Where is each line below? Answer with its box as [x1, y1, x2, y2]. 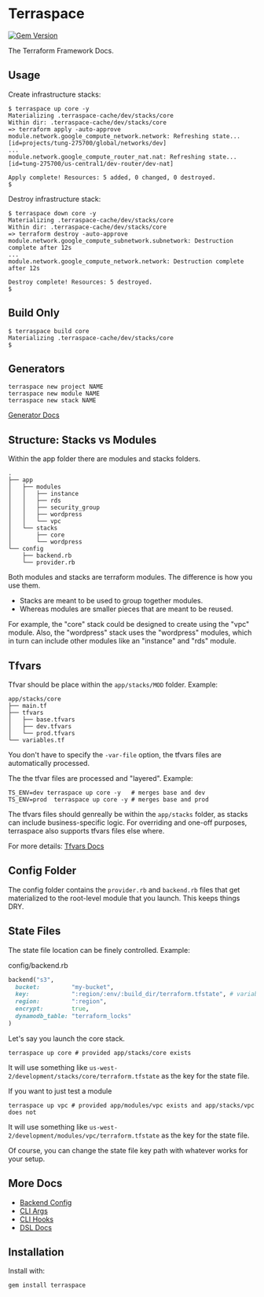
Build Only [8, 306, 60, 320]
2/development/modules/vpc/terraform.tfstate [8, 1132, 159, 1140]
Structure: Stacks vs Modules [8, 433, 157, 446]
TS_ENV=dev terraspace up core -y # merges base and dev [8, 789, 206, 797]
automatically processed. [8, 759, 90, 768]
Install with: [8, 1266, 46, 1276]
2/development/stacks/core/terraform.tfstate [8, 1072, 159, 1080]
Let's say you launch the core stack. [8, 1034, 126, 1043]
